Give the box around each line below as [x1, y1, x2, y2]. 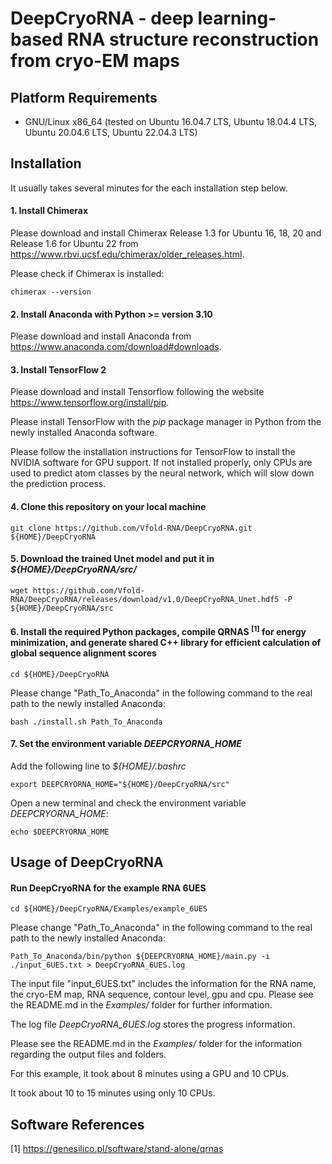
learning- [197, 7, 277, 30]
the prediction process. [10, 478, 107, 490]
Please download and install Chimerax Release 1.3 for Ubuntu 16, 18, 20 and [10, 227, 322, 239]
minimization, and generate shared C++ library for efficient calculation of [10, 637, 322, 649]
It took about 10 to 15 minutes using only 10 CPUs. [10, 1087, 216, 1099]
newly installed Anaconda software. [10, 427, 158, 439]
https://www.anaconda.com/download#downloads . [10, 341, 222, 353]
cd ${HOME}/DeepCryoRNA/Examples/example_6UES [10, 904, 208, 914]
